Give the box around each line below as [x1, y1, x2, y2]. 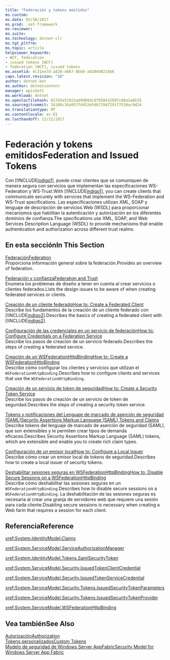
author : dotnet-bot [5, 79, 47, 84]
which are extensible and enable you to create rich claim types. [5, 438, 138, 445]
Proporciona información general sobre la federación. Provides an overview [5, 260, 162, 266]
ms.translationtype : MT [5, 107, 56, 112]
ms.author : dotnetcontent [5, 83, 60, 88]
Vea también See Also [5, 619, 75, 628]
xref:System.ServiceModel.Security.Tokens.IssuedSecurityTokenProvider [5, 595, 158, 601]
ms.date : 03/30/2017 [5, 17, 49, 22]
